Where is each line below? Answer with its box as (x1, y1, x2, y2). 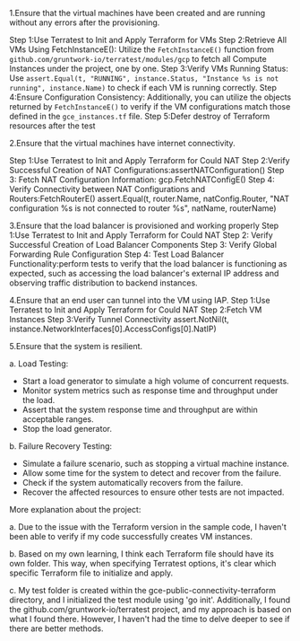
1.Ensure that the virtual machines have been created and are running (9, 8, 266, 18)
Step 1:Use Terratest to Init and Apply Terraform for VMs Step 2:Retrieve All (9, 35, 287, 45)
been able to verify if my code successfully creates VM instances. (9, 531, 253, 541)
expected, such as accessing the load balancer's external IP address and (9, 268, 279, 278)
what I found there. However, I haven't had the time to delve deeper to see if (9, 614, 290, 624)
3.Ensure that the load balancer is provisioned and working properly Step (9, 220, 279, 231)
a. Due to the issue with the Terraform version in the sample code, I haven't (9, 522, 287, 532)
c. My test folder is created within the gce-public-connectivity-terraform (9, 585, 276, 595)
